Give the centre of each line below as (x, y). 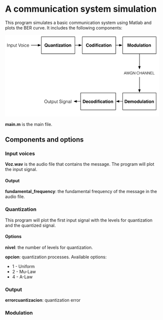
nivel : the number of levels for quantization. (49, 247)
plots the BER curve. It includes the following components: (64, 27)
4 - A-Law (22, 277)
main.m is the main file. (29, 124)
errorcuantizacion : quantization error (43, 300)
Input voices (20, 153)
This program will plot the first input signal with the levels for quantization (79, 220)
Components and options (44, 139)
